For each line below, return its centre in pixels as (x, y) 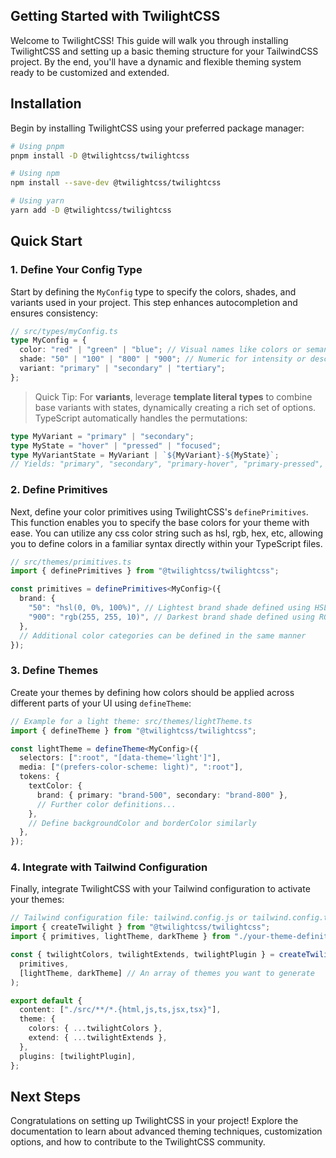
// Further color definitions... (106, 804)
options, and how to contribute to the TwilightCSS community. (138, 1142)
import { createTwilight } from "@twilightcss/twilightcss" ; (140, 927)
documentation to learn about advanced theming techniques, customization (166, 1131)
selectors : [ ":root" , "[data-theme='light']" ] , (120, 758)
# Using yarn (37, 201)
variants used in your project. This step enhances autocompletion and (154, 302)
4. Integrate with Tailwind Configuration (109, 867)
